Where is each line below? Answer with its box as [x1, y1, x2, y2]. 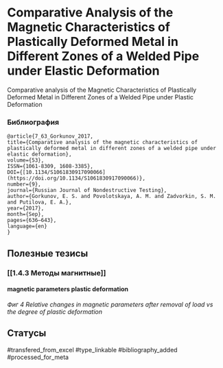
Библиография [7, 117, 60, 127]
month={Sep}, [7, 211, 45, 218]
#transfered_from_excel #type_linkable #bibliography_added [7, 345, 178, 354]
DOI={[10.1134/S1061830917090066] [7, 169, 106, 176]
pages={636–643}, [7, 217, 57, 224]
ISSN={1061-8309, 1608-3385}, [7, 163, 94, 170]
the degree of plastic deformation [7, 307, 103, 316]
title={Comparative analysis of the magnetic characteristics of [7, 139, 198, 146]
